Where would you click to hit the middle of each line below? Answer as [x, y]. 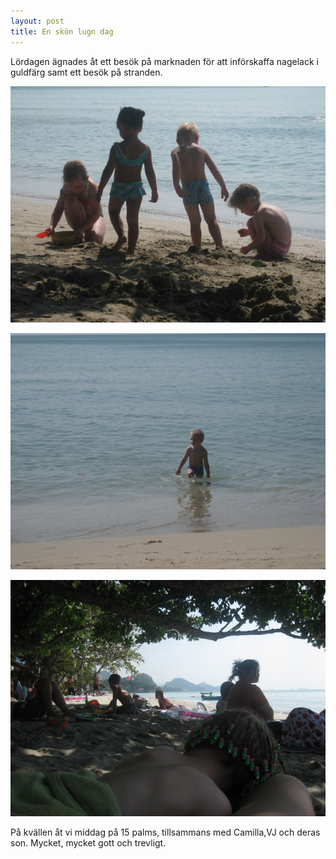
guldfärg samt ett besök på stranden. [86, 72]
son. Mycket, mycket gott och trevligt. [88, 843]
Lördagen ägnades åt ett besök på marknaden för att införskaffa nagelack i [164, 61]
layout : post [37, 21]
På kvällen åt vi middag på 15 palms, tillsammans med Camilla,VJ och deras [165, 832]
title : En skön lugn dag [62, 31]
